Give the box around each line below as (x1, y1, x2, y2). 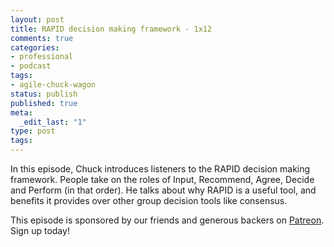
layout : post (10, 14, 65, 25)
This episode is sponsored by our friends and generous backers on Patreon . (10, 214, 325, 226)
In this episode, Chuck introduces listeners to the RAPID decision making (10, 163, 311, 175)
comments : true (10, 33, 74, 43)
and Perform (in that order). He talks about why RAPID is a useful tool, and (10, 184, 317, 196)
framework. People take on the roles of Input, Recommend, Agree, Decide (10, 174, 315, 185)
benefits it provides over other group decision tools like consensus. (10, 195, 288, 206)
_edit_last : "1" (19, 117, 87, 127)
